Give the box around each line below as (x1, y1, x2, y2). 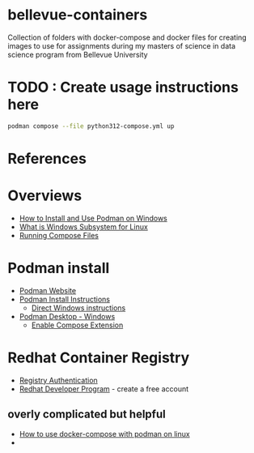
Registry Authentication (19, 375, 98, 385)
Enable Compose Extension (31, 320, 124, 330)
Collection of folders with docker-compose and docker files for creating (7, 32, 248, 42)
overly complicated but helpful (7, 408, 167, 421)
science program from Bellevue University (7, 49, 148, 59)
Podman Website (19, 285, 77, 295)
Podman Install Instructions (19, 294, 111, 304)
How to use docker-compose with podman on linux (19, 429, 191, 438)
